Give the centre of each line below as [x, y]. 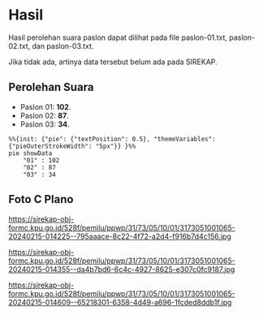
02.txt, [19, 45]
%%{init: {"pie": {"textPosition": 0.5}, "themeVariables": [112, 139]
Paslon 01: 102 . [45, 106]
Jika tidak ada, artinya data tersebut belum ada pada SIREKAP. [113, 62]
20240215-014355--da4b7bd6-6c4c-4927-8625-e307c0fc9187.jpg [122, 269]
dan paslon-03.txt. [63, 45]
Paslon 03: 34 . [45, 124]
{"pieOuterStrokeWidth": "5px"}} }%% [72, 146]
